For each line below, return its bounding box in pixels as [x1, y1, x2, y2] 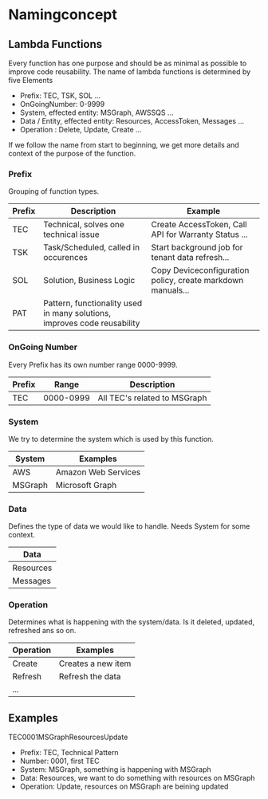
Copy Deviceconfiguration [151, 265, 250, 276]
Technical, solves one [43, 219, 125, 230]
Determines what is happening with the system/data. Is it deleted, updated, [8, 617, 255, 627]
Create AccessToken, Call [151, 219, 247, 230]
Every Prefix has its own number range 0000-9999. [8, 360, 178, 369]
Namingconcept [8, 6, 117, 24]
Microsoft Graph [55, 479, 117, 490]
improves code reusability [43, 317, 140, 329]
